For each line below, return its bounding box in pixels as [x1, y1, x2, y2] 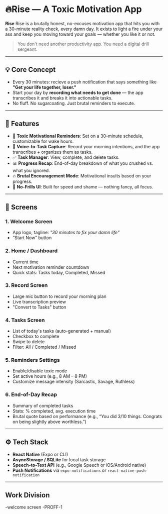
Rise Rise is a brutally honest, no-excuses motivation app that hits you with [5, 20, 160, 26]
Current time [12, 259, 39, 265]
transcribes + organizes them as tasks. [12, 149, 93, 155]
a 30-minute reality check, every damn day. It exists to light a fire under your [5, 26, 163, 32]
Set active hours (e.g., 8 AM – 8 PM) [12, 373, 87, 379]
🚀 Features [5, 120, 39, 128]
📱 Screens [5, 202, 37, 212]
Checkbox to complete [12, 333, 59, 340]
